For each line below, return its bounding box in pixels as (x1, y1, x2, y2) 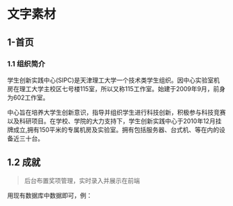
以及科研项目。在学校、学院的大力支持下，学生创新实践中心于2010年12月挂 (7, 116, 222, 125)
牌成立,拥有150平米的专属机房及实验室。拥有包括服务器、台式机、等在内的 (7, 125, 220, 134)
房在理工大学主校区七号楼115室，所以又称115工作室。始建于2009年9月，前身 (7, 84, 225, 93)
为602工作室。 (7, 93, 50, 102)
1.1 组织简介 (7, 58, 46, 68)
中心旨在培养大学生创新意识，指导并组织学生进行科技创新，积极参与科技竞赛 (7, 108, 226, 116)
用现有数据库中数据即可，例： (7, 191, 92, 199)
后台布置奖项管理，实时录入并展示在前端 (24, 176, 140, 184)
